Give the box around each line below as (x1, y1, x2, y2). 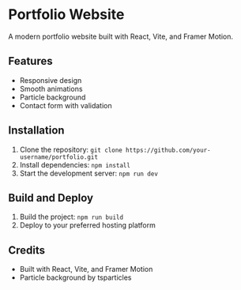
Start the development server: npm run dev (19, 168, 158, 178)
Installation (8, 124, 65, 137)
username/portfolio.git (19, 153, 99, 161)
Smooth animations (19, 84, 83, 93)
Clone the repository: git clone (19, 145, 122, 154)
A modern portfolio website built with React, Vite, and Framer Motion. (8, 32, 234, 41)
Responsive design (19, 75, 82, 85)
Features (8, 55, 53, 68)
